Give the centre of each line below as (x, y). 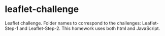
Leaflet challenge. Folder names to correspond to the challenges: (73, 23)
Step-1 (12, 28)
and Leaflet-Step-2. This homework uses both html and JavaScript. (90, 28)
